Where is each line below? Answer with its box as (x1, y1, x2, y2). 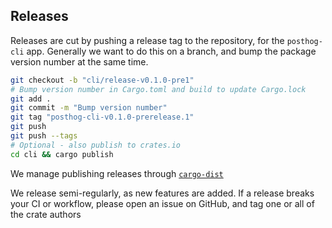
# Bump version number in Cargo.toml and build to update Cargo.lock (10, 84, 307, 94)
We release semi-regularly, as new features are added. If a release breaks (10, 187, 315, 199)
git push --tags (10, 131, 78, 141)
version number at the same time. (10, 55, 149, 68)
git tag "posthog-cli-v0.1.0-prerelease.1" (10, 112, 195, 123)
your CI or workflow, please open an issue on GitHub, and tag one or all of (10, 197, 315, 209)
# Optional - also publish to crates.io (10, 140, 182, 150)
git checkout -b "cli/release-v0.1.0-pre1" (10, 75, 195, 85)
